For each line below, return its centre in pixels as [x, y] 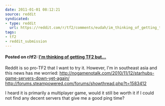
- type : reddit [21, 23]
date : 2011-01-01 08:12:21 [33, 10]
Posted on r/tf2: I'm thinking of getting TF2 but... [56, 57]
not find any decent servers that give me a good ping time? [65, 98]
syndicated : [17, 19]
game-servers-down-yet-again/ [37, 78]
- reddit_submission [26, 42]
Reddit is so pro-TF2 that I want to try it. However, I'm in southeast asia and [81, 68]
